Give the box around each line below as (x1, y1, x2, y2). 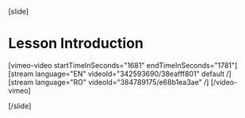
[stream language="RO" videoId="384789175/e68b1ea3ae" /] (8, 77, 209, 86)
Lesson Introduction (8, 35, 144, 52)
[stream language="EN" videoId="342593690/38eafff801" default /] (8, 69, 232, 78)
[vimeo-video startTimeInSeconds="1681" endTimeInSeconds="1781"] (8, 60, 238, 70)
